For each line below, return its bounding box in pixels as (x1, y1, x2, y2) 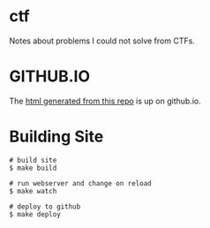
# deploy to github (9, 201, 81, 211)
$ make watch (9, 186, 57, 195)
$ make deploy (9, 209, 62, 218)
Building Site (9, 126, 104, 147)
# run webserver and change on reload (9, 179, 152, 187)
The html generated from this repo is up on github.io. (9, 95, 201, 106)
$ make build (9, 163, 57, 172)
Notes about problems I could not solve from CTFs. (9, 35, 196, 46)
